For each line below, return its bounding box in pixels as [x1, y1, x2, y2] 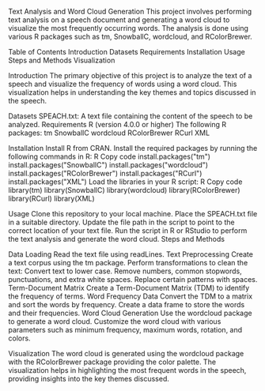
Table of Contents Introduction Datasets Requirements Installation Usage [8, 47, 245, 56]
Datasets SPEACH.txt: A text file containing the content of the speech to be [8, 111, 253, 121]
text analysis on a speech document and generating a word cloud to [8, 15, 230, 24]
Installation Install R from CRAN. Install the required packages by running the [8, 144, 258, 152]
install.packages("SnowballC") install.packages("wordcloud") [8, 160, 208, 169]
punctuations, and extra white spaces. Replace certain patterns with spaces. [8, 275, 258, 284]
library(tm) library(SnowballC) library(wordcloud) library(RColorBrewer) [8, 186, 240, 194]
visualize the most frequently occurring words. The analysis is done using [8, 24, 249, 32]
